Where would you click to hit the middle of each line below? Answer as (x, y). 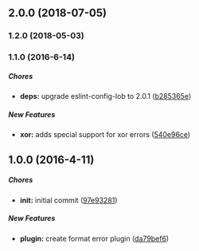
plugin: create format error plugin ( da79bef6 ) (94, 238)
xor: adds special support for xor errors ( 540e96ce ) (105, 135)
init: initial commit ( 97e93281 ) (68, 200)
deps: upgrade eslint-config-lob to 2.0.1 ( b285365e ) (105, 96)
